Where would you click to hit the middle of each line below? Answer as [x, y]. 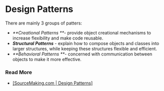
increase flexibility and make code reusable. [58, 38]
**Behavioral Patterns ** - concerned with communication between [82, 54]
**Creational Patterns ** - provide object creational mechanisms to [82, 32]
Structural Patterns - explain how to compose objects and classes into [86, 43]
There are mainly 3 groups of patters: [44, 23]
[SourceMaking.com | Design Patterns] [52, 83]
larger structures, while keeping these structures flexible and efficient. [85, 48]
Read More [19, 72]
